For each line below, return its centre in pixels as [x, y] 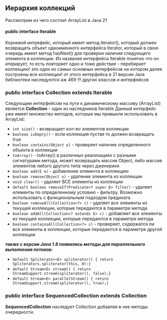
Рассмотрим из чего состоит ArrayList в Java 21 [56, 20]
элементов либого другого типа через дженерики [66, 166]
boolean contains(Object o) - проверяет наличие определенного [82, 145]
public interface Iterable [31, 31]
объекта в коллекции [35, 150]
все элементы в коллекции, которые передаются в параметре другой [87, 229]
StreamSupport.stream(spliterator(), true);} [60, 283]
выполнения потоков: [29, 250]
